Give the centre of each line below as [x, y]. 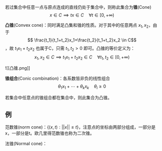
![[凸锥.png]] [18, 68]
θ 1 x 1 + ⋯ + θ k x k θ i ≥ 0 [82, 87]
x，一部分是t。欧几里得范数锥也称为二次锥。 [50, 133]
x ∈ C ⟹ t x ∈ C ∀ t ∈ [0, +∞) [82, 15]
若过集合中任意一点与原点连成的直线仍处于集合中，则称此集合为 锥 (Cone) [78, 7]
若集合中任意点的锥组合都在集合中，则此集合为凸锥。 [59, 98]
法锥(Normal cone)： [26, 143]
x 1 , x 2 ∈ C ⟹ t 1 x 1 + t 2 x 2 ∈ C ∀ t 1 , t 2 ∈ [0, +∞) [82, 57]
